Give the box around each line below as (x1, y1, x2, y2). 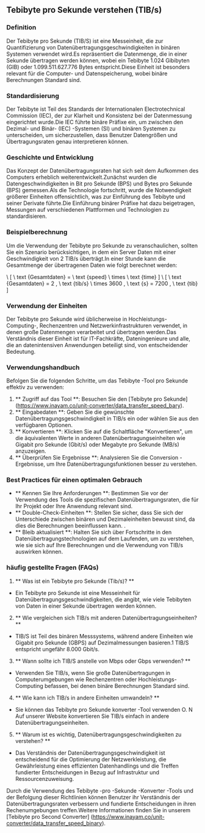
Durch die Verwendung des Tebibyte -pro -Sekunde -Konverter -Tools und (6, 786, 194, 794)
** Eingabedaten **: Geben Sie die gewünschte (15, 408, 135, 416)
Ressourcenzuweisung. (15, 775, 74, 782)
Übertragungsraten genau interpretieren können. (6, 138, 129, 145)
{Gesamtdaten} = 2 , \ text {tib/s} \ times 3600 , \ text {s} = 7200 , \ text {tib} (6, 280, 198, 287)
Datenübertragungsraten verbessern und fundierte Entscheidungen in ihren (6, 800, 196, 807)
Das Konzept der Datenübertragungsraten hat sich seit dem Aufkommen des (6, 167, 199, 174)
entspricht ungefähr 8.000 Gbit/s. (15, 645, 99, 652)
